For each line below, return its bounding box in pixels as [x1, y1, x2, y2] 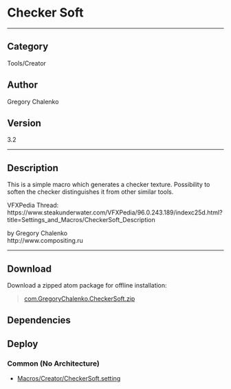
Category [7, 41, 49, 52]
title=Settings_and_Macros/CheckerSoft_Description [7, 216, 156, 224]
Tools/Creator [7, 59, 47, 67]
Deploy [7, 338, 38, 350]
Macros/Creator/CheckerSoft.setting [16, 375, 121, 383]
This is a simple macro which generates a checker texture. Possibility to [7, 181, 210, 189]
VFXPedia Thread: [7, 201, 59, 210]
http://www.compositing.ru [7, 237, 84, 245]
